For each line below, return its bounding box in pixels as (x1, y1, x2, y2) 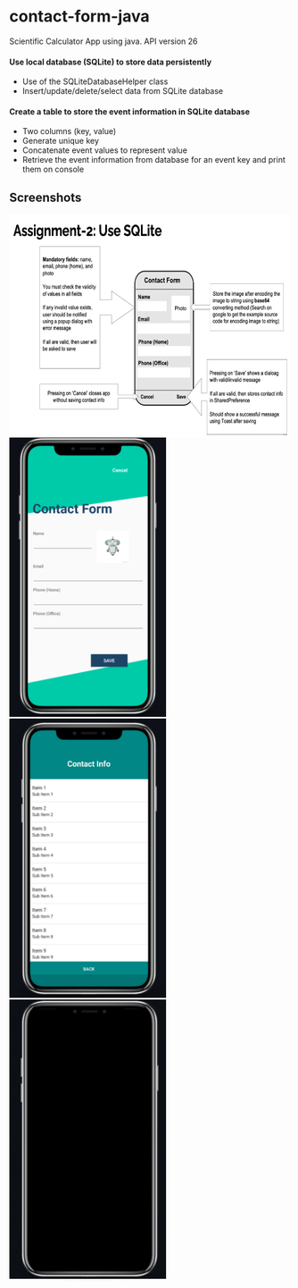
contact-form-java (9, 6, 150, 27)
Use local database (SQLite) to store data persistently (9, 56, 212, 67)
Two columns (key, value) (21, 126, 117, 137)
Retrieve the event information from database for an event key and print (21, 155, 286, 165)
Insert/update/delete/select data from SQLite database (21, 86, 224, 97)
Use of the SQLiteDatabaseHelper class (21, 76, 169, 87)
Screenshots (9, 189, 82, 205)
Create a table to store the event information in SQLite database (9, 105, 250, 117)
